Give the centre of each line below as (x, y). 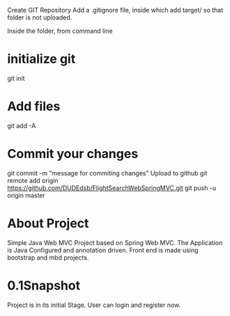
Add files (34, 106)
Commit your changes (73, 154)
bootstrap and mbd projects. (48, 258)
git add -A (22, 125)
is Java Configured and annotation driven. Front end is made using (103, 250)
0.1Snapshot (44, 285)
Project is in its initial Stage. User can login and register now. (94, 305)
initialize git (41, 59)
